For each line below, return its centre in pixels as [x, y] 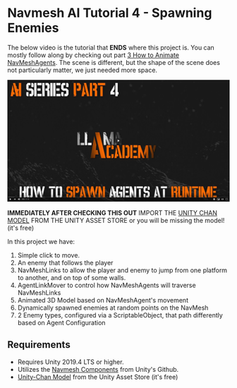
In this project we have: [41, 242]
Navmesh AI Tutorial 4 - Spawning [110, 13]
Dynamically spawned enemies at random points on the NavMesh [113, 308]
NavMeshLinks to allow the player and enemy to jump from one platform [122, 270]
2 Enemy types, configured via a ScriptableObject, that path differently [120, 315]
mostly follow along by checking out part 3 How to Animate [93, 55]
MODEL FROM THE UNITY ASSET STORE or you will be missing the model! [116, 221]
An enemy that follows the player [65, 263]
